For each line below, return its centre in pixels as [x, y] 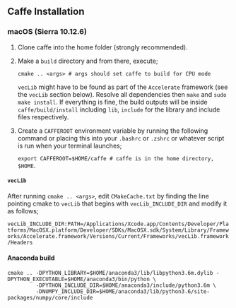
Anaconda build [31, 258]
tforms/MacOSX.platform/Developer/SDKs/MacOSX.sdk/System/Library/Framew [118, 230]
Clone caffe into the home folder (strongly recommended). [103, 47]
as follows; [23, 211]
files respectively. [43, 117]
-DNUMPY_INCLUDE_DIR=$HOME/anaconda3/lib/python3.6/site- [123, 292]
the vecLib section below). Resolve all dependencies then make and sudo [122, 94]
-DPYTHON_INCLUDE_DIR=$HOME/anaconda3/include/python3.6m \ [126, 285]
